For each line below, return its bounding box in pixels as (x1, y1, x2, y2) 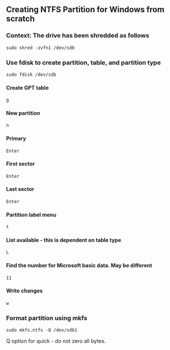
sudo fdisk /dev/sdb (6, 72, 57, 78)
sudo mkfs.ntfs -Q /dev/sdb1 (6, 327, 78, 334)
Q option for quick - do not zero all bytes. (6, 338, 106, 345)
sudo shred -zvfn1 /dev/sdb (6, 45, 75, 51)
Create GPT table (6, 84, 49, 91)
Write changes (6, 287, 43, 294)
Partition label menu (6, 211, 57, 218)
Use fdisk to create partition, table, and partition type (6, 58, 161, 66)
